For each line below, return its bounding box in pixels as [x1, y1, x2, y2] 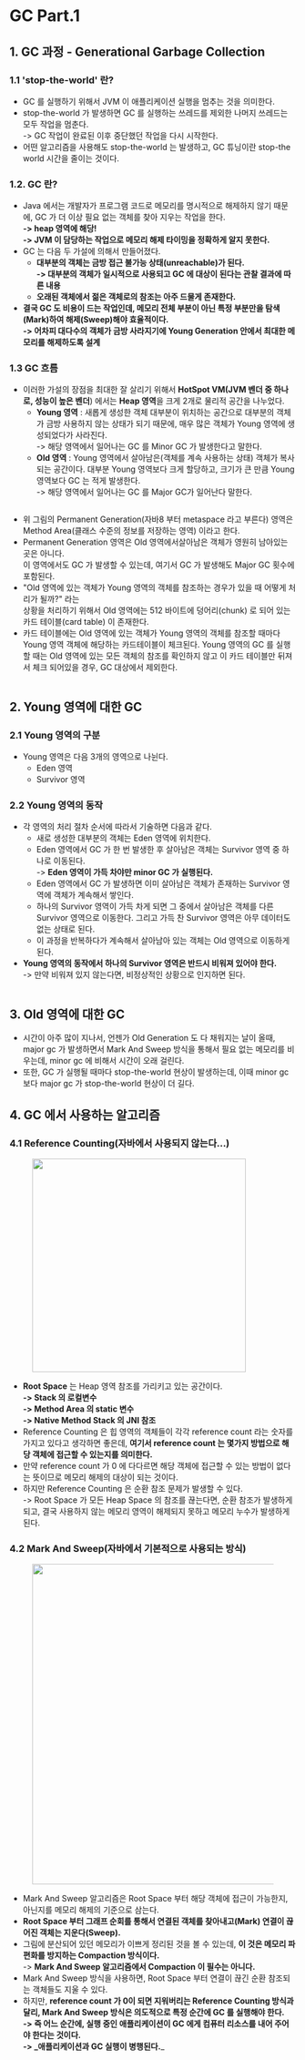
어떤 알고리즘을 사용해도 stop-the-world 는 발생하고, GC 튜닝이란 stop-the [22, 141, 291, 152]
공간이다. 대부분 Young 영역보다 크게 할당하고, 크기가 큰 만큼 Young [53, 464, 295, 474]
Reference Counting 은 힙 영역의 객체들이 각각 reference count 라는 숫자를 [22, 1426, 294, 1437]
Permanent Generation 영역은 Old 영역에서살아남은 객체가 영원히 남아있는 [22, 536, 289, 547]
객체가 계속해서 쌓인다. [53, 890, 134, 901]
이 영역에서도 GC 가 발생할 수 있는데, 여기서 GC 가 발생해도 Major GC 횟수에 [22, 559, 295, 570]
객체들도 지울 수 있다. [32, 1984, 108, 1995]
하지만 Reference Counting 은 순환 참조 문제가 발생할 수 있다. [22, 1483, 243, 1494]
